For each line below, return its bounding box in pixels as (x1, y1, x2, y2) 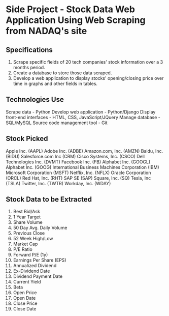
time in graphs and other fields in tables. (13, 80, 98, 87)
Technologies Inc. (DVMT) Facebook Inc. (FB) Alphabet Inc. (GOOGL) (6, 159, 151, 165)
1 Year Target (13, 214, 41, 220)
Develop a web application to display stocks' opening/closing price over (13, 75, 164, 81)
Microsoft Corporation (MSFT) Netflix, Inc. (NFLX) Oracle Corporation (6, 169, 151, 176)
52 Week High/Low (13, 236, 53, 242)
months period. (13, 65, 45, 70)
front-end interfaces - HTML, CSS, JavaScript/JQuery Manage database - (6, 114, 160, 120)
